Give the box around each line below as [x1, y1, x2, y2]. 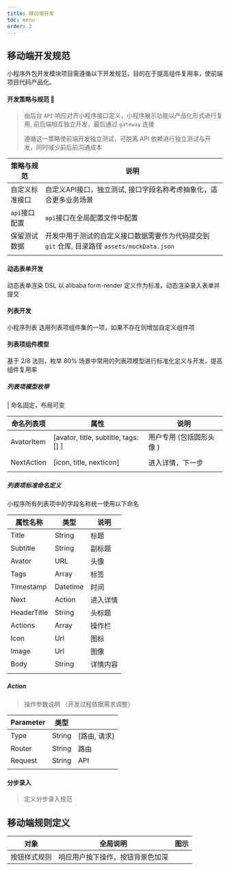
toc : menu [7, 16, 36, 23]
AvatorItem [10, 437, 46, 446]
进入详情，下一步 [148, 458, 204, 467]
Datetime [54, 581, 84, 591]
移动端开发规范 [7, 49, 71, 62]
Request [10, 756, 38, 765]
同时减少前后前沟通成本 [36, 143, 103, 152]
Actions [10, 620, 36, 630]
